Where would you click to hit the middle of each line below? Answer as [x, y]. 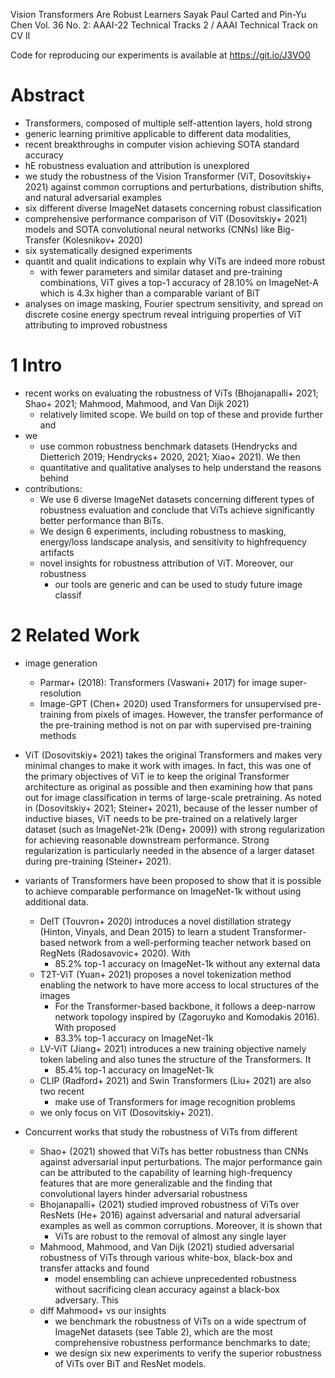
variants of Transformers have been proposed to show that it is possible [173, 880]
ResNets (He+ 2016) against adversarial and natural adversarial [170, 1215]
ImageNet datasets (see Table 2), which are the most [163, 1331]
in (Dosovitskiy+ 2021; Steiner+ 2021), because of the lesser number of [171, 808]
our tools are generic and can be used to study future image [178, 584]
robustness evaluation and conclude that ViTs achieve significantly [177, 510]
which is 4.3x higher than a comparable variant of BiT [150, 293]
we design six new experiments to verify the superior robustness [188, 1353]
